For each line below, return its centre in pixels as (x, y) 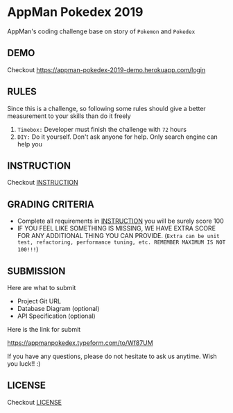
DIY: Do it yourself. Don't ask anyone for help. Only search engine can (118, 137)
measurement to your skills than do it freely (69, 116)
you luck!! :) (24, 364)
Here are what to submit (42, 288)
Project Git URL (39, 301)
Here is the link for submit (44, 329)
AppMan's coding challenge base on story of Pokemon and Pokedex (101, 31)
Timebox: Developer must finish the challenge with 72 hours (102, 129)
